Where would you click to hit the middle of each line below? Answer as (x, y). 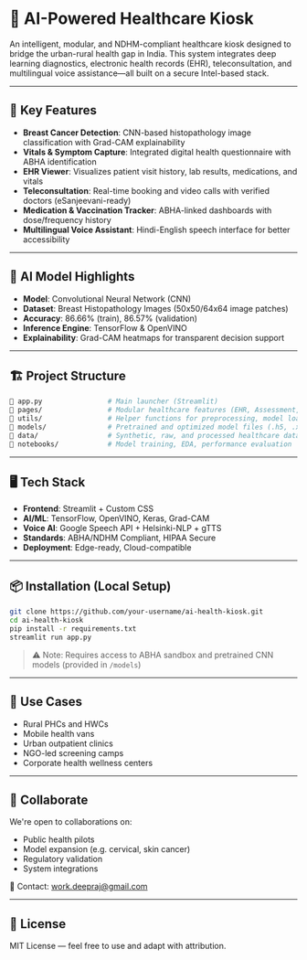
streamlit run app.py (51, 637)
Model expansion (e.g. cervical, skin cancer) (106, 849)
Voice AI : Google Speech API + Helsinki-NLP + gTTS (122, 528)
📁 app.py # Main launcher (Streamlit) (114, 401)
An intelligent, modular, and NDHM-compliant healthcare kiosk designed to (150, 44)
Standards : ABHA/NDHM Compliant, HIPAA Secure (119, 538)
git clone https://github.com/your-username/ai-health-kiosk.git (136, 612)
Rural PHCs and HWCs (65, 724)
